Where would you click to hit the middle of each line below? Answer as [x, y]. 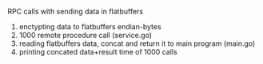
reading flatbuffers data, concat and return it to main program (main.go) [137, 43]
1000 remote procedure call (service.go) [86, 35]
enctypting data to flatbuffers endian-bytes [90, 26]
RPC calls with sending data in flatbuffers [76, 11]
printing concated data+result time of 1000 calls [98, 52]
